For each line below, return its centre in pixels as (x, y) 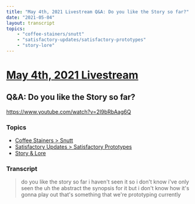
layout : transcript (31, 23)
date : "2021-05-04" (31, 17)
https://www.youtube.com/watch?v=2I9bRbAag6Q (69, 111)
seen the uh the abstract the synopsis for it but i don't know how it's (105, 188)
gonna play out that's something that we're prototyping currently (101, 195)
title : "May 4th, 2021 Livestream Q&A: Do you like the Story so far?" (97, 12)
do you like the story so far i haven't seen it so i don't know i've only (105, 182)
